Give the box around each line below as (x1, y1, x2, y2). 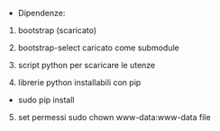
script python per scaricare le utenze (17, 60, 156, 70)
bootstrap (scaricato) (17, 25, 97, 35)
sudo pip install (17, 94, 75, 105)
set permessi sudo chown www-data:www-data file (17, 112, 211, 122)
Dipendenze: (17, 8, 66, 18)
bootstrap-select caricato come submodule (17, 42, 179, 53)
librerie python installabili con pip (17, 77, 142, 88)
